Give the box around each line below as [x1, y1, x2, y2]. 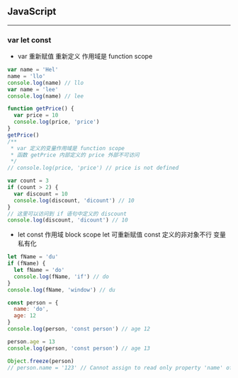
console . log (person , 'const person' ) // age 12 [7, 326, 151, 333]
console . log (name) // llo [7, 79, 84, 86]
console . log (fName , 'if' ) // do [13, 273, 110, 280]
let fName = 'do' [13, 267, 65, 274]
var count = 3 [7, 177, 50, 185]
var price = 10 [13, 112, 59, 119]
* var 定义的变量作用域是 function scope [10, 144, 125, 151]
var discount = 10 [13, 190, 69, 197]
